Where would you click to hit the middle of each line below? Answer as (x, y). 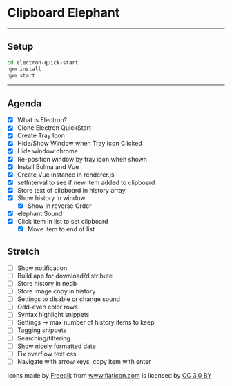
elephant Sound (40, 213)
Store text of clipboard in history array (71, 190)
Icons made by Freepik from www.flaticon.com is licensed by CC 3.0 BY (109, 375)
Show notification (42, 268)
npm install (24, 69)
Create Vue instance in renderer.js (66, 175)
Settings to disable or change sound (69, 299)
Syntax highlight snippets (53, 315)
